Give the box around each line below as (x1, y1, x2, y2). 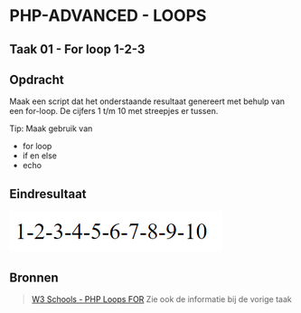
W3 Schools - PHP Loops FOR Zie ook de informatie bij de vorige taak (31, 294, 292, 305)
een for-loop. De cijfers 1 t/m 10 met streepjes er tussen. (9, 106, 219, 117)
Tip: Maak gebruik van (9, 123, 93, 134)
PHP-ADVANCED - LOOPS (9, 5, 207, 26)
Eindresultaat (9, 186, 88, 202)
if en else (22, 150, 57, 161)
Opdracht (9, 71, 65, 87)
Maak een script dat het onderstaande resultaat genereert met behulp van (9, 96, 286, 107)
